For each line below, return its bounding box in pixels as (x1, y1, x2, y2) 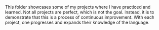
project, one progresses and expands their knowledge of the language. (5, 19, 150, 25)
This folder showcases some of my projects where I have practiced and (5, 4, 151, 10)
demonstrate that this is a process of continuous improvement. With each (5, 15, 155, 20)
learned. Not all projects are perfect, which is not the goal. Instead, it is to (5, 9, 155, 15)
